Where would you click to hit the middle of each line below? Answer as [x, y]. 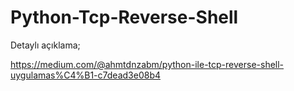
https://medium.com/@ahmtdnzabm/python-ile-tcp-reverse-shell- [147, 64]
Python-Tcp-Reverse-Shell [124, 17]
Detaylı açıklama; [45, 45]
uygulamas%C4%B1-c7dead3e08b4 [85, 75]
